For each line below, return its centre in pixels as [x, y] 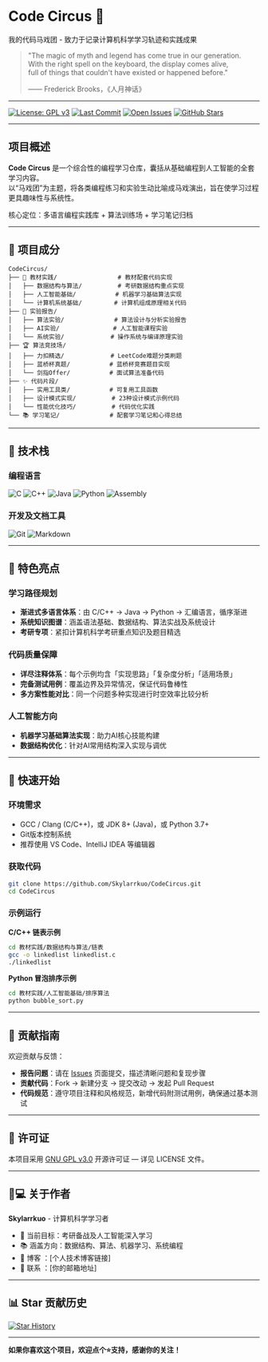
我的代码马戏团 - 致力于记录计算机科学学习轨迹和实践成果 [103, 39]
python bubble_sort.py [46, 1001]
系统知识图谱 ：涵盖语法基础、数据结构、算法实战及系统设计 [118, 622]
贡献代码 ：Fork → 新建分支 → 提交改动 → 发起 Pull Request [117, 1083]
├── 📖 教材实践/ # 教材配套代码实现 [91, 277]
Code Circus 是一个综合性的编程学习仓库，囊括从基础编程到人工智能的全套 [132, 168]
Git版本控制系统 [45, 834]
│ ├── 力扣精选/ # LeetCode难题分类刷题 [95, 356]
